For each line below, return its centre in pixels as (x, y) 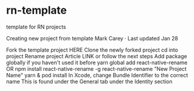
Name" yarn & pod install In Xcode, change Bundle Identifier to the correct (97, 75)
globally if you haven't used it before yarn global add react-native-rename (97, 62)
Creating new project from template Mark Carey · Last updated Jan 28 (92, 38)
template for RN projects (36, 27)
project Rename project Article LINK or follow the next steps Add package (97, 56)
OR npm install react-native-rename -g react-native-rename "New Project (96, 68)
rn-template (37, 10)
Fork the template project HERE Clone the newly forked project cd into (92, 50)
